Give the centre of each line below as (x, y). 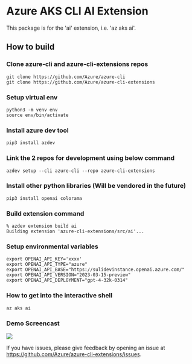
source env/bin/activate (37, 115)
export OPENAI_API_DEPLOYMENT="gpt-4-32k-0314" (67, 280)
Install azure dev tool (37, 130)
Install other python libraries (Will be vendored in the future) (96, 186)
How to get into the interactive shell (59, 296)
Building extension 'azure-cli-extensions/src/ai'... (75, 231)
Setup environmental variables (52, 247)
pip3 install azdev (31, 143)
